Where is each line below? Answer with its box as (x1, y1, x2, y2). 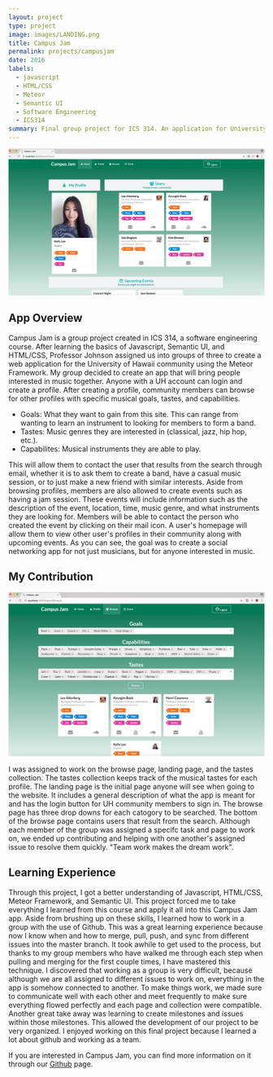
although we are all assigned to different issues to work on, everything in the (8, 974, 265, 983)
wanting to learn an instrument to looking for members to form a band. (19, 418, 256, 428)
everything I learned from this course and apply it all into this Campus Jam (8, 904, 258, 914)
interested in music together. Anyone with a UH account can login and (8, 376, 243, 386)
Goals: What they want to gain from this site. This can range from (19, 409, 239, 419)
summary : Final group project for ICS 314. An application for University (8, 125, 267, 134)
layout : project (8, 13, 63, 21)
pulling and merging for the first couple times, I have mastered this (8, 956, 232, 966)
